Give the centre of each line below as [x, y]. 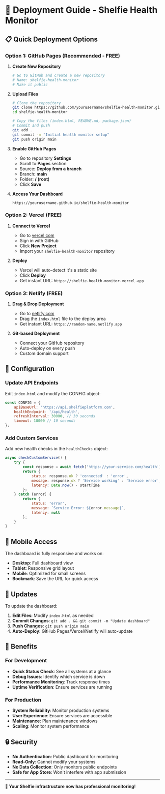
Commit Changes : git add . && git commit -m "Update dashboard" [81, 620]
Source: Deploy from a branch [51, 169]
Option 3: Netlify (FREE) [34, 293]
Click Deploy [33, 275]
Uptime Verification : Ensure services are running [62, 687]
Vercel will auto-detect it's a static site [58, 270]
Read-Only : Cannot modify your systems [54, 762]
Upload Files [25, 94]
